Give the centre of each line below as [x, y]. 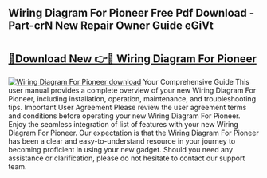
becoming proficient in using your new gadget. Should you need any [121, 150]
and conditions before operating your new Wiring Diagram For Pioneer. [124, 116]
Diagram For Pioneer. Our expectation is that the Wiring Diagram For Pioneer [133, 133]
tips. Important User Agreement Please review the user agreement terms [128, 107]
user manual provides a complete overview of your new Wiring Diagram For [132, 90]
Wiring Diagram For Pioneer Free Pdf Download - [132, 13]
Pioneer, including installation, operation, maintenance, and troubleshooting [132, 99]
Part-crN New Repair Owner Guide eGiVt [111, 26]
